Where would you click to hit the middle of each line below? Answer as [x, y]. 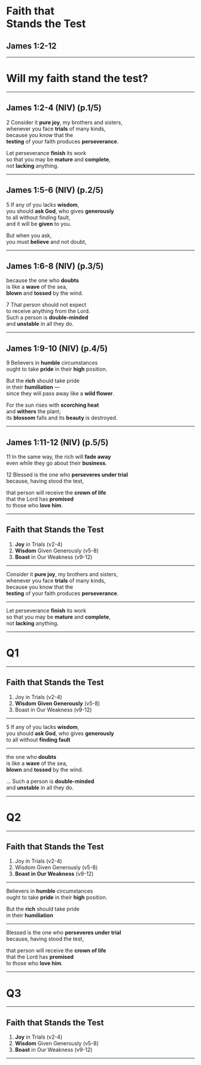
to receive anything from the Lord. [48, 311]
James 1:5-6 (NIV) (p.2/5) [55, 190]
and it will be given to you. [39, 223]
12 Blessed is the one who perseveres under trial [67, 475]
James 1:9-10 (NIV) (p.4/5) [57, 348]
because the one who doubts [43, 280]
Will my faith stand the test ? [77, 78]
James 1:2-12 [31, 46]
